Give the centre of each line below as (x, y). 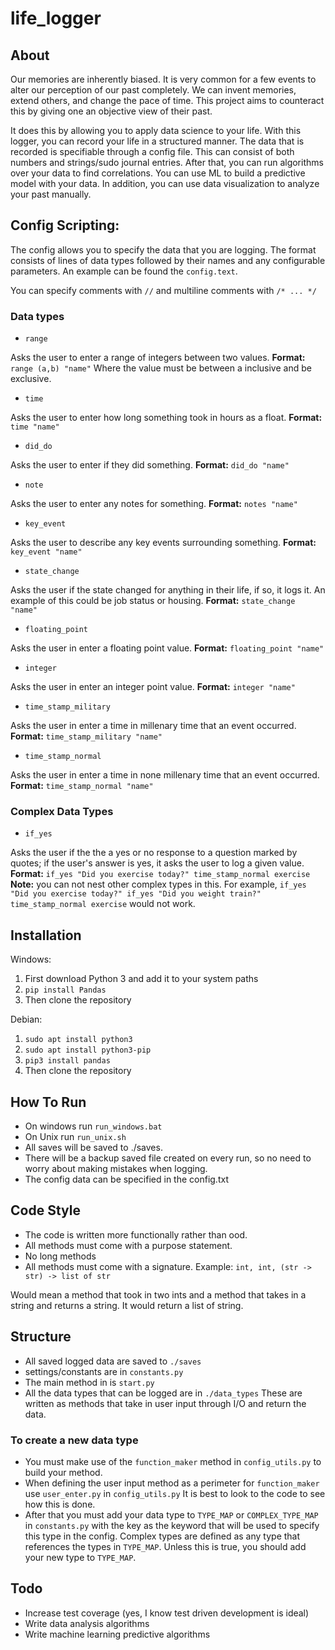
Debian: (26, 1019)
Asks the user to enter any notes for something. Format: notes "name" (154, 504)
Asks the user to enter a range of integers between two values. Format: (158, 358)
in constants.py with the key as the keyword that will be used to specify (172, 1525)
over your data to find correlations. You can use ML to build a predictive (158, 173)
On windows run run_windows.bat (93, 1126)
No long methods (60, 1256)
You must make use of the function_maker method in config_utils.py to (173, 1461)
